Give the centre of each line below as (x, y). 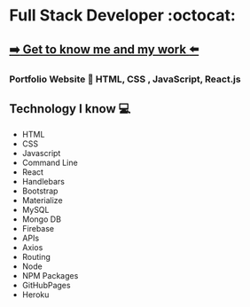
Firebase (38, 229)
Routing (36, 257)
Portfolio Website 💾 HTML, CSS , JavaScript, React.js (125, 79)
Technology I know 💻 (70, 109)
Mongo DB (42, 219)
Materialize (43, 201)
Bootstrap (40, 191)
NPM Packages (50, 276)
